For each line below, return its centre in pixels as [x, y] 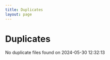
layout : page [19, 14]
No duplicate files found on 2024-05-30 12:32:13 [55, 53]
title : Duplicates [24, 10]
